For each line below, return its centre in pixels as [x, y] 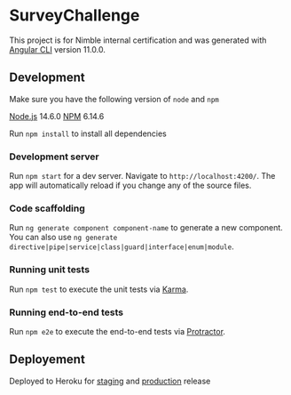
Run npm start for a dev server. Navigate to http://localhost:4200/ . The [142, 176]
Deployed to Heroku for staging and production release [110, 381]
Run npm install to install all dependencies [88, 133]
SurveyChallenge [75, 16]
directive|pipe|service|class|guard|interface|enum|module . [122, 246]
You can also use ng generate [63, 238]
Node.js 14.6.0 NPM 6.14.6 [57, 116]
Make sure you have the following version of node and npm [114, 99]
